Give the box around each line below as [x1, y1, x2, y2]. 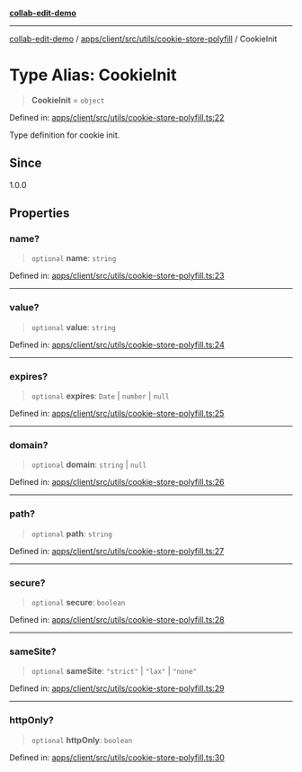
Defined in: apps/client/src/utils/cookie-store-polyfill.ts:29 [9, 683, 225, 694]
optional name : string [31, 253, 117, 264]
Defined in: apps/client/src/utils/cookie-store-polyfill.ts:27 [9, 545, 225, 556]
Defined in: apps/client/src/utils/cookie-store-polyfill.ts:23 [9, 270, 225, 282]
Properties [9, 206, 70, 221]
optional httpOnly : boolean [31, 734, 133, 745]
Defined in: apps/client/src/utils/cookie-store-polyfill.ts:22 [9, 112, 225, 122]
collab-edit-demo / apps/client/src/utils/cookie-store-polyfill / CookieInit [9, 33, 278, 44]
